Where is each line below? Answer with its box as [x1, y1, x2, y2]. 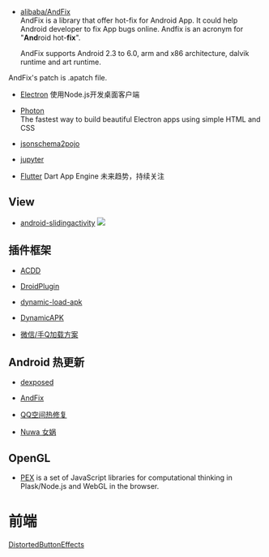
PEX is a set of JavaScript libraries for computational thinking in [19, 473, 233, 482]
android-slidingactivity [19, 218, 96, 227]
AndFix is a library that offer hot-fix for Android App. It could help [19, 15, 238, 25]
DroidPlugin [19, 281, 60, 291]
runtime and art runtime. [19, 57, 101, 67]
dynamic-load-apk [19, 296, 83, 307]
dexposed [19, 378, 54, 387]
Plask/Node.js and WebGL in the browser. [19, 481, 160, 491]
